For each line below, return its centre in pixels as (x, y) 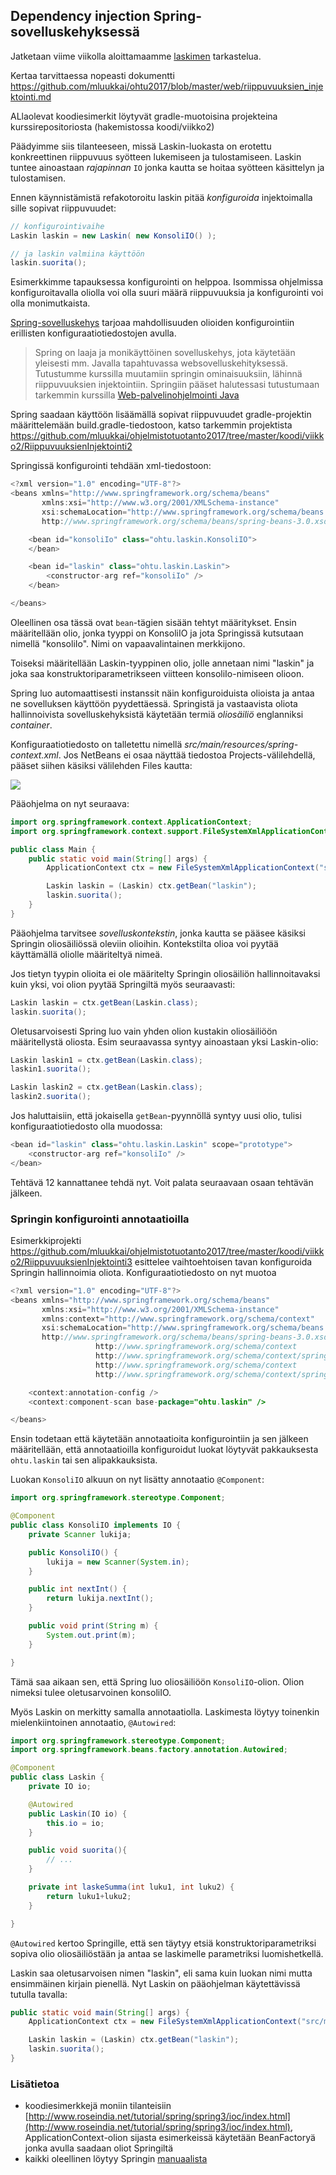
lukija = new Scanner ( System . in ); (118, 1562)
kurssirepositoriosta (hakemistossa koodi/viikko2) (112, 126)
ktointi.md (31, 96)
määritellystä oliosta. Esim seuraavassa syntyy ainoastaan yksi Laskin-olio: (164, 1041)
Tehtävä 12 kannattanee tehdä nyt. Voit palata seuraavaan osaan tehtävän (162, 1182)
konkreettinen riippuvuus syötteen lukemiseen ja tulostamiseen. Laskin (156, 156)
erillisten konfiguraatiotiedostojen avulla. (93, 333)
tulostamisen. (38, 178)
